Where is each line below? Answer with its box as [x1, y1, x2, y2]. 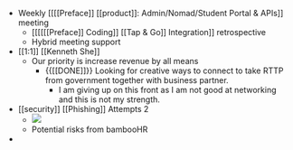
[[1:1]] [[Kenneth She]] [17, 46, 100, 57]
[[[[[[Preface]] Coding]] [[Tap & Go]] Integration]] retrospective [31, 27, 267, 37]
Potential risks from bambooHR [31, 124, 148, 135]
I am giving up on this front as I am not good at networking [58, 85, 277, 95]
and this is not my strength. [58, 94, 161, 105]
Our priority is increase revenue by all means [31, 56, 199, 66]
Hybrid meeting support [31, 36, 121, 47]
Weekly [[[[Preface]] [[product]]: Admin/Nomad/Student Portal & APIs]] [17, 8, 284, 18]
